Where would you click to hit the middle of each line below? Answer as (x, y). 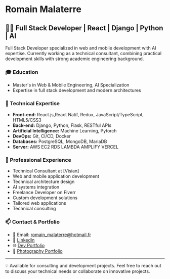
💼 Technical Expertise (32, 104)
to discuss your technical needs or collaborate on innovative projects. (78, 271)
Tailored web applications (39, 203)
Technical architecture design (44, 181)
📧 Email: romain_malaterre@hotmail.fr (52, 235)
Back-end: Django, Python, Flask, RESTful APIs (62, 125)
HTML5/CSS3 (27, 120)
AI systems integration (36, 187)
